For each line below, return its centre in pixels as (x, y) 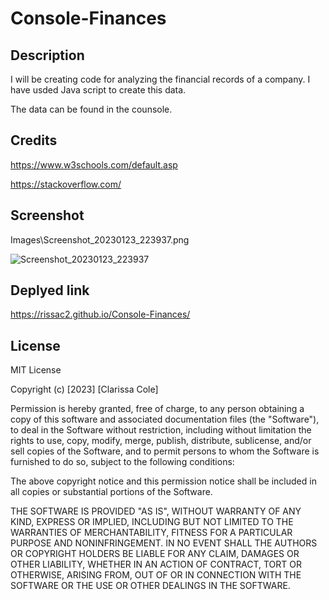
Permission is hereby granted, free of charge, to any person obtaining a (157, 409)
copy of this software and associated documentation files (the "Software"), (165, 419)
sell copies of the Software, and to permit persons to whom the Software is (165, 451)
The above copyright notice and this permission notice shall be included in (163, 481)
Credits (34, 140)
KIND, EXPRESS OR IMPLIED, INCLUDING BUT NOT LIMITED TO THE (152, 522)
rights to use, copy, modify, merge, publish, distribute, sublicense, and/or (161, 441)
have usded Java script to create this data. (98, 90)
